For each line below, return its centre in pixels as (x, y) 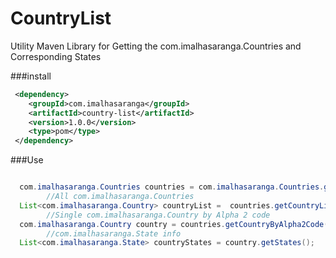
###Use (27, 160)
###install (31, 76)
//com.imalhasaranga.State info (114, 233)
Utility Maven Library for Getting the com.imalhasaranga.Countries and (156, 46)
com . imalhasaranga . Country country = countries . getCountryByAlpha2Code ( (174, 224)
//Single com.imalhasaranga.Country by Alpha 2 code (158, 215)
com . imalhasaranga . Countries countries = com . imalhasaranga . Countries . (172, 187)
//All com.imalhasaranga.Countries (120, 197)
